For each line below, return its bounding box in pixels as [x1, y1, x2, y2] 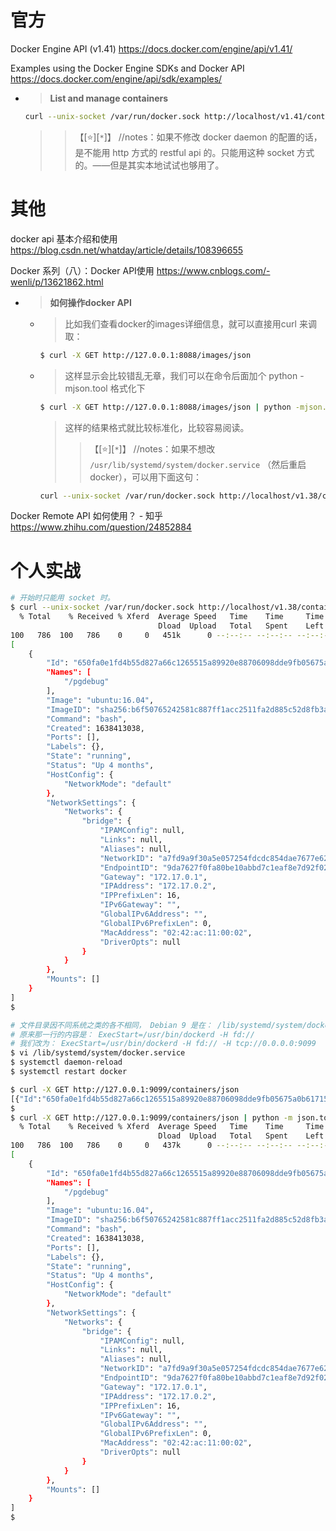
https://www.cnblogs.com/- [156, 264, 271, 276]
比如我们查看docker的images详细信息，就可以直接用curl [64, 317, 297, 330]
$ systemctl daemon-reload [10, 1057, 123, 1068]
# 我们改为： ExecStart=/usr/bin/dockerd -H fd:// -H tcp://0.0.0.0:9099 [10, 1039, 317, 1049]
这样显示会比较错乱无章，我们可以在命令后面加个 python [64, 369, 298, 381]
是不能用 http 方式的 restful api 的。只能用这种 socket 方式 [74, 146, 315, 158]
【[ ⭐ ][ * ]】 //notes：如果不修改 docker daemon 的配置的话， [74, 131, 323, 143]
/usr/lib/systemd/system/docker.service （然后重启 [89, 458, 307, 470]
